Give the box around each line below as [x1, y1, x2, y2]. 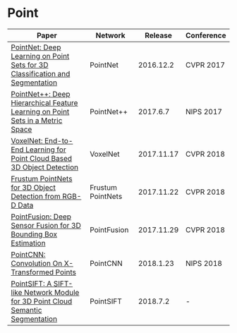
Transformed [11, 267, 54, 277]
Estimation [11, 238, 46, 248]
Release [144, 30, 173, 40]
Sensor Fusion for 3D [11, 220, 81, 230]
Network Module [23, 287, 80, 297]
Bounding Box [11, 229, 58, 239]
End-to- [44, 135, 73, 145]
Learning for [25, 145, 66, 155]
